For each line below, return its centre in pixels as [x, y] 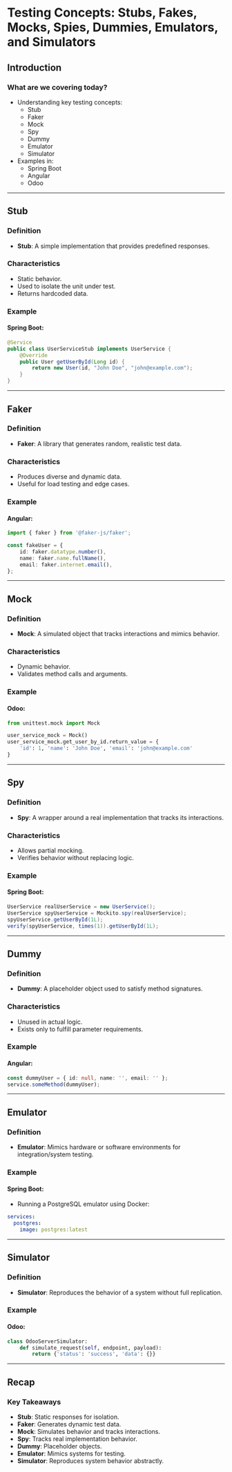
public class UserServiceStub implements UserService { [89, 349]
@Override [34, 355]
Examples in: [35, 161]
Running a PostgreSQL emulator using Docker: [83, 1204]
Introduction [35, 67]
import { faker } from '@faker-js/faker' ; [69, 533]
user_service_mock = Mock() [48, 736]
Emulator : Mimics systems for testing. [71, 1453]
